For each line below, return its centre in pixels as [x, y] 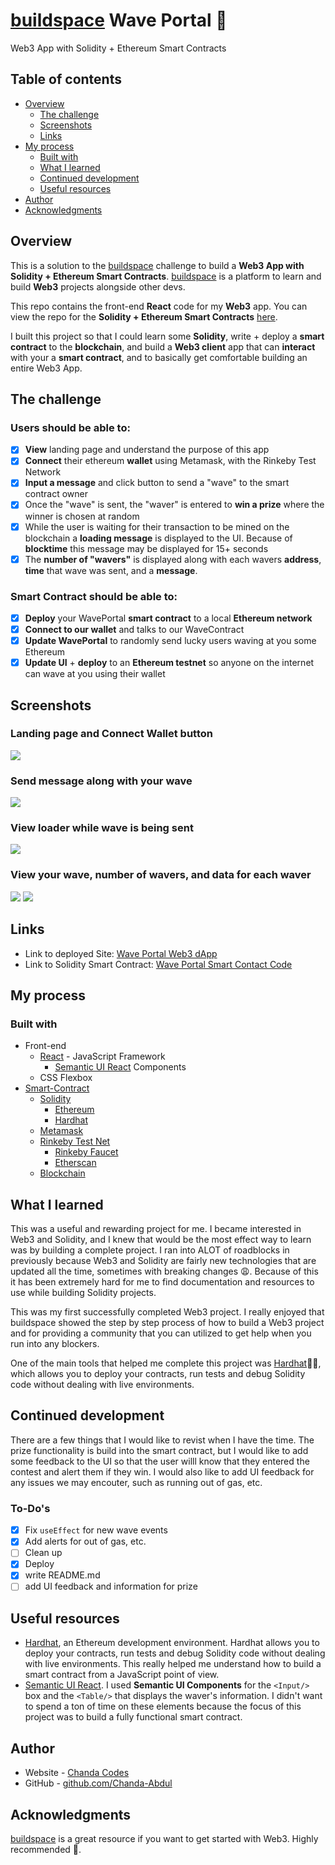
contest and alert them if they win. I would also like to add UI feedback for [162, 1471]
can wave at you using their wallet [95, 674]
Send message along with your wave [101, 781]
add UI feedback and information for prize [111, 1586]
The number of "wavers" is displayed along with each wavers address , [173, 559]
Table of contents [66, 79]
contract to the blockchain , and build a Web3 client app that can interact [163, 346]
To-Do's [30, 1508]
